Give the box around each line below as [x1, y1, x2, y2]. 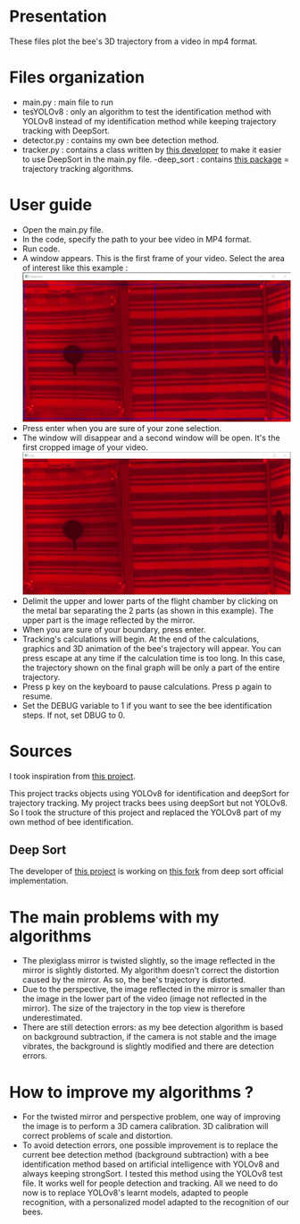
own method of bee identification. [9, 816, 134, 827]
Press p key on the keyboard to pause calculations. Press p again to [21, 681, 272, 692]
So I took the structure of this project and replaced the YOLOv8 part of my [9, 807, 282, 818]
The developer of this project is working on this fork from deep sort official [9, 866, 284, 877]
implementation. [9, 875, 69, 887]
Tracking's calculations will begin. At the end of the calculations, [21, 633, 260, 644]
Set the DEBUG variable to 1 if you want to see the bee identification [21, 700, 272, 710]
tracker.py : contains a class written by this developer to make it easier [21, 144, 282, 155]
